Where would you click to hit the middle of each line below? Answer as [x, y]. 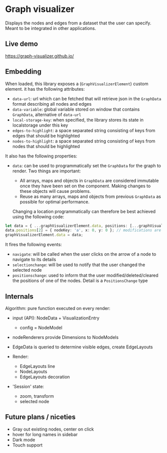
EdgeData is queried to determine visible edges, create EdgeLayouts [83, 347]
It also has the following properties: [41, 156]
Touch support [27, 445]
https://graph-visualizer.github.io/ [40, 56]
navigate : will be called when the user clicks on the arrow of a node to [84, 254]
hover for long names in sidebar [45, 434]
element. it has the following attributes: [45, 89]
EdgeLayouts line [38, 366]
